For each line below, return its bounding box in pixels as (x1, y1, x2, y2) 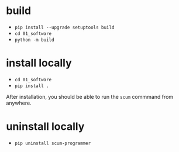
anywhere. (6, 99, 32, 106)
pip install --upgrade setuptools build (14, 25, 115, 30)
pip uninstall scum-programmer (14, 140, 91, 146)
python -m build (14, 37, 54, 43)
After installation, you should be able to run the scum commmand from (6, 93, 174, 100)
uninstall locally (6, 120, 85, 133)
